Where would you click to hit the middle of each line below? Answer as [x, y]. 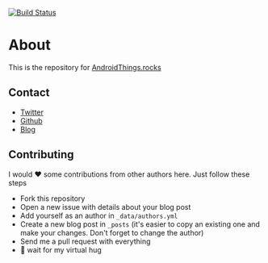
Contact [29, 93]
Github [31, 120]
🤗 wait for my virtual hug [61, 249]
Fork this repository [52, 198]
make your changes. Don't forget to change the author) [112, 232]
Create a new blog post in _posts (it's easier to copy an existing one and [140, 224]
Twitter [32, 112]
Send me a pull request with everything [85, 241]
